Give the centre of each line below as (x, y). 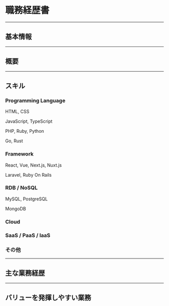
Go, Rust (14, 141)
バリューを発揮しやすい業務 (48, 298)
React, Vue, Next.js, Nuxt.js (33, 165)
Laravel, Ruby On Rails (28, 175)
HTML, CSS (17, 112)
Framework (19, 154)
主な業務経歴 (25, 273)
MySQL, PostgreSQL (26, 199)
